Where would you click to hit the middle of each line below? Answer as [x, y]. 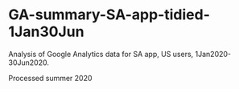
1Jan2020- [213, 54]
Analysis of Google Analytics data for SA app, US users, [101, 54]
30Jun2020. [29, 63]
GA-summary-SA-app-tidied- [109, 15]
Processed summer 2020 [50, 78]
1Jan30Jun [46, 32]
